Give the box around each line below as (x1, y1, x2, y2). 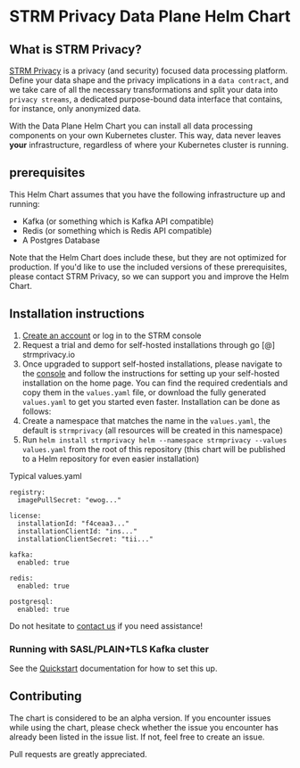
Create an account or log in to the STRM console (21, 330, 202, 341)
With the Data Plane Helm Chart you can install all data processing (9, 120, 253, 131)
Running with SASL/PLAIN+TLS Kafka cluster (9, 642, 210, 655)
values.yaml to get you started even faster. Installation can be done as (21, 396, 280, 407)
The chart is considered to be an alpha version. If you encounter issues (9, 712, 271, 723)
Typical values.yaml (9, 470, 82, 481)
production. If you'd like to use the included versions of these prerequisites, (9, 261, 287, 272)
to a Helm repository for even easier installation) (21, 453, 200, 464)
